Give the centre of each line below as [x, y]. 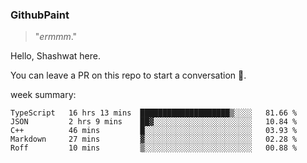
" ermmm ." [56, 37]
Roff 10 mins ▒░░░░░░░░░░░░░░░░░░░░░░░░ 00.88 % [154, 148]
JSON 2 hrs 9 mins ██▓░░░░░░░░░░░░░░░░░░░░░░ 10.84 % [154, 122]
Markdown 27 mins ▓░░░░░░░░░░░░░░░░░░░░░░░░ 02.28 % [154, 139]
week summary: [43, 95]
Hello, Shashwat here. [56, 56]
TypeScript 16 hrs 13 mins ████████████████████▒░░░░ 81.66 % [154, 113]
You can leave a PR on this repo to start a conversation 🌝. [128, 75]
